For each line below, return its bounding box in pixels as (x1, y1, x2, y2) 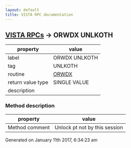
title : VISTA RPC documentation (5, 12, 73, 17)
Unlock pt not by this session (54, 124, 123, 131)
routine (8, 71, 25, 78)
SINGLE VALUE (53, 79, 89, 86)
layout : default (5, 7, 39, 13)
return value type (8, 79, 49, 86)
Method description (5, 102, 55, 109)
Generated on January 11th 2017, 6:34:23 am (5, 137, 98, 143)
